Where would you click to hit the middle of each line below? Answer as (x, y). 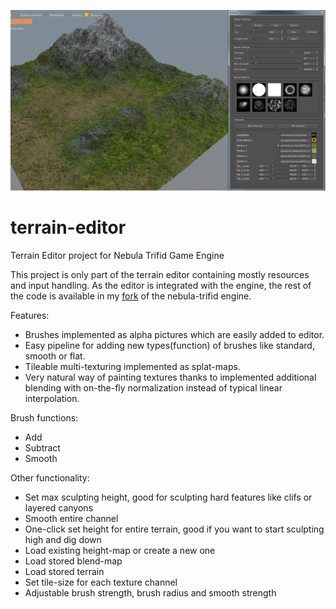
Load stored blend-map (73, 561)
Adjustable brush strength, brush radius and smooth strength (150, 592)
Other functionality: (50, 477)
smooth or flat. (55, 356)
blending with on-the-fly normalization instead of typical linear (153, 387)
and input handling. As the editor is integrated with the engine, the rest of (161, 285)
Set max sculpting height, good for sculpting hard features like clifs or (168, 497)
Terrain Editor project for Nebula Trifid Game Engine (117, 255)
